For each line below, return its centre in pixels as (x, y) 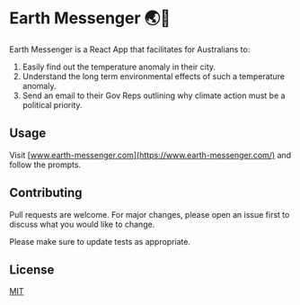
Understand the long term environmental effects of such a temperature (154, 76)
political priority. (52, 104)
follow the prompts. (45, 165)
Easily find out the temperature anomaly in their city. (119, 67)
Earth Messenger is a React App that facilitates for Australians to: (130, 49)
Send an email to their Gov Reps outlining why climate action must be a (154, 95)
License (32, 269)
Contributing (46, 193)
